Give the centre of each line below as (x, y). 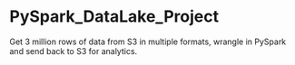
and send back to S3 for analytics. (74, 51)
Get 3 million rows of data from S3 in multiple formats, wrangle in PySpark (148, 42)
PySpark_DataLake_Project (114, 17)
